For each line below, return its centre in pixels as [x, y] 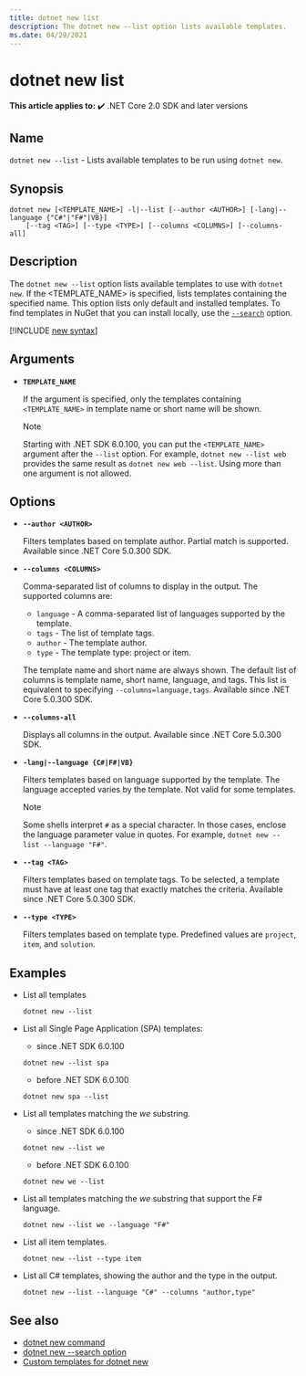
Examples [38, 973]
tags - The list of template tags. [95, 633]
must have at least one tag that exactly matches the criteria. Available [153, 889]
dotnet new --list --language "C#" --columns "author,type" [139, 1293]
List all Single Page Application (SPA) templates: [112, 1029]
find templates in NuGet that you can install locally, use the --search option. [151, 312]
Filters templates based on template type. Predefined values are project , [159, 935]
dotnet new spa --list [66, 1097]
